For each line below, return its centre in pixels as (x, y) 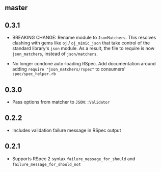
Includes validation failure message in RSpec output (66, 130)
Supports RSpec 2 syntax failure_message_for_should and (74, 158)
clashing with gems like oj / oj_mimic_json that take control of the (81, 43)
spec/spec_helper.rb (34, 74)
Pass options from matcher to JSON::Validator (61, 102)
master (16, 8)
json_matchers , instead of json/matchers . (55, 54)
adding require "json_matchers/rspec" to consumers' (69, 69)
